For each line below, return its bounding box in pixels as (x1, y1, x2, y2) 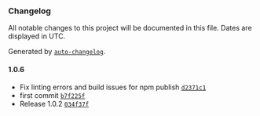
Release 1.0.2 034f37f (19, 99, 90, 108)
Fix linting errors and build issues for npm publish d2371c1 (19, 82, 207, 92)
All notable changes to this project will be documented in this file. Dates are (8, 24, 253, 33)
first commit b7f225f (19, 90, 86, 100)
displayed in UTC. (8, 31, 66, 41)
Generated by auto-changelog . (8, 47, 106, 56)
